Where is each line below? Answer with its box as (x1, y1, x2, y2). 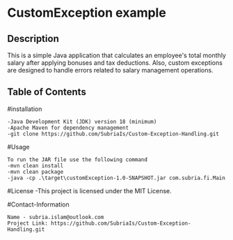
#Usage (7, 142, 30, 151)
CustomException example (7, 5, 167, 21)
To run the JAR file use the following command (7, 156, 148, 163)
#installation (7, 105, 42, 113)
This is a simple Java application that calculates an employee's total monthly (7, 51, 226, 59)
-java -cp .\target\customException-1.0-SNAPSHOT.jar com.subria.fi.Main (7, 174, 226, 181)
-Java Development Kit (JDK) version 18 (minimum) (7, 118, 157, 125)
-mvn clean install (7, 162, 64, 169)
